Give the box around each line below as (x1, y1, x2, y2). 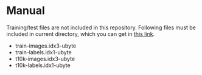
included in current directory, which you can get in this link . (6, 30, 155, 37)
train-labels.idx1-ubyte (15, 48, 72, 55)
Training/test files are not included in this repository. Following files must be (6, 24, 197, 31)
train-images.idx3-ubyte (15, 42, 77, 49)
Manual (6, 4, 46, 18)
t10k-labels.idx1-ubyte (15, 62, 71, 69)
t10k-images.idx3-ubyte (15, 55, 75, 62)
